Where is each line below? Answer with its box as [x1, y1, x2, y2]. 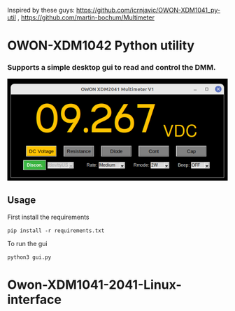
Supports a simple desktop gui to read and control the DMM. [7, 63, 216, 73]
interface [7, 291, 62, 308]
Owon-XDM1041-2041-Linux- [7, 277, 182, 292]
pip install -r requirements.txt [7, 227, 105, 234]
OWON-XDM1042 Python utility [7, 38, 194, 54]
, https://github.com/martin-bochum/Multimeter [17, 13, 155, 22]
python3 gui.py [7, 254, 52, 261]
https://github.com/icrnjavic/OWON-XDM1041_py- [76, 6, 221, 14]
